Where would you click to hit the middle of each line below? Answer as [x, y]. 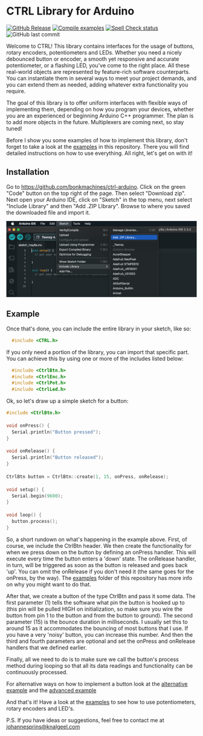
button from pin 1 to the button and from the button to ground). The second [100, 615]
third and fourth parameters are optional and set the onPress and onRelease [101, 641]
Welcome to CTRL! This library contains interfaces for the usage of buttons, [100, 46]
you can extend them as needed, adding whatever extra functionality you [97, 84]
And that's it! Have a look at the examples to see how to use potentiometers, [101, 702]
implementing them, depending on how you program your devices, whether [100, 109]
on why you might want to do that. [49, 584]
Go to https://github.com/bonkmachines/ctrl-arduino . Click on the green [96, 186]
